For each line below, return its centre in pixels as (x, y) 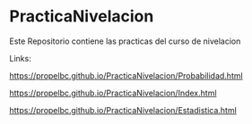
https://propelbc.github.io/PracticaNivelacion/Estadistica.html (123, 110)
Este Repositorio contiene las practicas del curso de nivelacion (125, 41)
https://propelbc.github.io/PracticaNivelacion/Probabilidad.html (126, 75)
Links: (20, 58)
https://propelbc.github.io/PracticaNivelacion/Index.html (113, 93)
